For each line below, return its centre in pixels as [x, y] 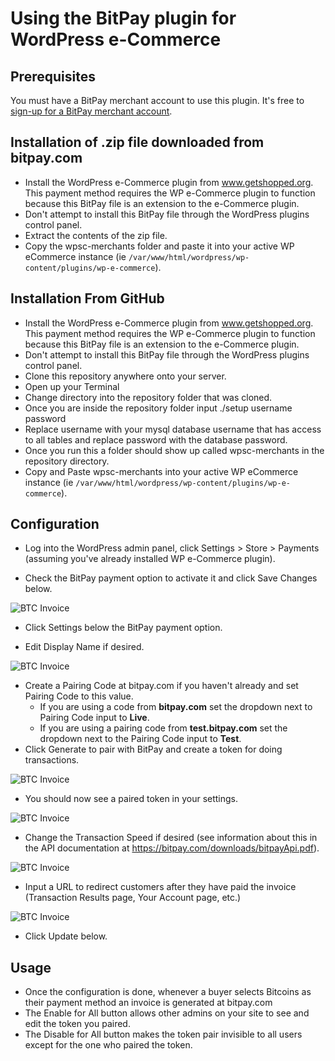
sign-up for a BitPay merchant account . [91, 111]
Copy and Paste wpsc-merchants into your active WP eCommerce [161, 471]
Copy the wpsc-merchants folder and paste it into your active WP [159, 246]
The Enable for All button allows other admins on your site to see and [167, 1013]
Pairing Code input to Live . [94, 718]
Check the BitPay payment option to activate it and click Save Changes [171, 578]
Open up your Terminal [72, 386]
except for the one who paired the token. [108, 1045]
